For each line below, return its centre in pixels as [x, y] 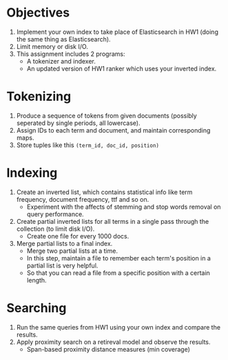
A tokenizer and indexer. [61, 61]
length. [37, 280]
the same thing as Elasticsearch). [63, 39]
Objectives [38, 13]
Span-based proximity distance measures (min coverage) [108, 349]
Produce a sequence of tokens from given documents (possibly [106, 115]
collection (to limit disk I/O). [55, 229]
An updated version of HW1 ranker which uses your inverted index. [122, 68]
